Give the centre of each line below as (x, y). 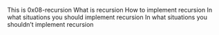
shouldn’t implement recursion (50, 24)
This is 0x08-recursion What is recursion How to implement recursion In (110, 10)
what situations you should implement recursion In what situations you (107, 17)
